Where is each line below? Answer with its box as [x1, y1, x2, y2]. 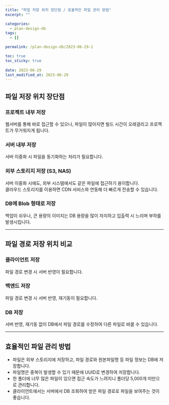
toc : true [5, 54, 26, 59]
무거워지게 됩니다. [14, 127, 50, 133]
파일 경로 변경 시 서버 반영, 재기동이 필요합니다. [5, 295, 98, 301]
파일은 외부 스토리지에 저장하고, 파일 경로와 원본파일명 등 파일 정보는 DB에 [12, 357, 158, 363]
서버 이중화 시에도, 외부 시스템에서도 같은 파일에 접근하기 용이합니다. [5, 180, 139, 186]
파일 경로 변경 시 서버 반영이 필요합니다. [5, 269, 83, 275]
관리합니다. [18, 382, 40, 388]
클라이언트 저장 [5, 256, 40, 263]
